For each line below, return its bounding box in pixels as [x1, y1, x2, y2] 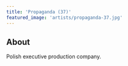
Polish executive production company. [6, 53, 101, 61]
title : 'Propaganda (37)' [6, 8, 71, 15]
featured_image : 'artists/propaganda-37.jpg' [6, 15, 123, 21]
